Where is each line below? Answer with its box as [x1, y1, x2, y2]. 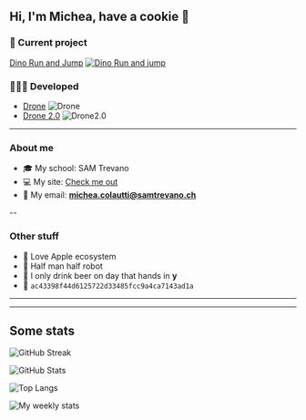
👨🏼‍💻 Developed [9, 79, 79, 92]
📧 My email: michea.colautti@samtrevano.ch [22, 190, 197, 200]
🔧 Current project [9, 36, 88, 49]
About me [9, 141, 55, 154]
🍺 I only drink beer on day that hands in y [22, 270, 178, 281]
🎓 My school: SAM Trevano [22, 163, 129, 174]
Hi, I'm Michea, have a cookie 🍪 [9, 9, 189, 25]
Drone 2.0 [22, 110, 61, 121]
